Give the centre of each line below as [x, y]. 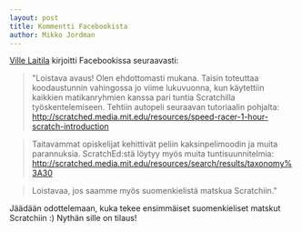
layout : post [34, 18]
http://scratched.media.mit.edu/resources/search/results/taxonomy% [162, 164]
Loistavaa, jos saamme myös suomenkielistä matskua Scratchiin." [154, 191]
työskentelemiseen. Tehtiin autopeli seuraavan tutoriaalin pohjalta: [156, 107]
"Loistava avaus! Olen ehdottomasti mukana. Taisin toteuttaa [145, 78]
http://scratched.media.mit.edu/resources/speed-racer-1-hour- [150, 117]
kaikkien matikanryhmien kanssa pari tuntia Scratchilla [133, 97]
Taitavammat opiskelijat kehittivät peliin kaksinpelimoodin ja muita [155, 144]
